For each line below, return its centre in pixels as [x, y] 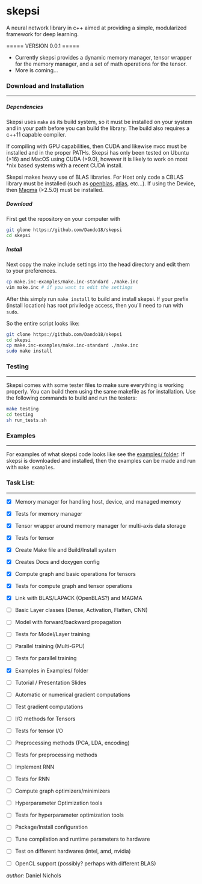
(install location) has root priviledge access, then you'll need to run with [95, 305]
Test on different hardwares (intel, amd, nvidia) [73, 851]
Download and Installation [45, 85]
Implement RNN [35, 767]
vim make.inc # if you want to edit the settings [70, 287]
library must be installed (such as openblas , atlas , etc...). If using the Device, [101, 184]
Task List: [21, 483]
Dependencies [25, 107]
